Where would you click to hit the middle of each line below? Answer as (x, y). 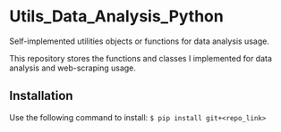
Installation (41, 96)
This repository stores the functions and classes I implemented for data (141, 58)
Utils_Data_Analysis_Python (116, 16)
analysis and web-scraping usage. (73, 68)
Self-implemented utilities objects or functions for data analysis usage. (140, 41)
